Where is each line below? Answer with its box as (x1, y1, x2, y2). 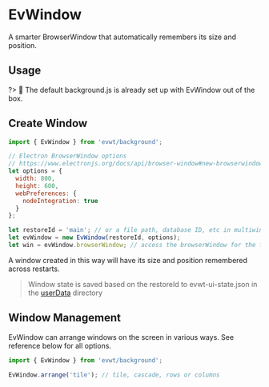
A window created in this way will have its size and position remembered (8, 255, 248, 265)
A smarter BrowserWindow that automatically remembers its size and (8, 32, 237, 42)
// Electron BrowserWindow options (8, 152, 127, 161)
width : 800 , (15, 174, 56, 183)
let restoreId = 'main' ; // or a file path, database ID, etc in (8, 226, 231, 234)
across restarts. (8, 264, 60, 273)
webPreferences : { (15, 190, 78, 197)
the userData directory (27, 288, 102, 297)
